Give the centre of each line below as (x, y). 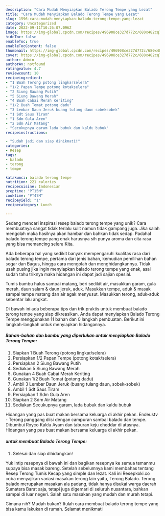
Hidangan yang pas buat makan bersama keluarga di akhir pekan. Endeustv (82, 415)
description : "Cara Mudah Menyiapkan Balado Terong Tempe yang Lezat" (79, 10)
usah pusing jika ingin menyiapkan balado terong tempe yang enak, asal (78, 269)
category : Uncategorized (31, 23)
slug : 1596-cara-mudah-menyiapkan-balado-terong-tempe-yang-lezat (75, 19)
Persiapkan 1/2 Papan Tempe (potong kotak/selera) (64, 358)
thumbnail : (17, 50)
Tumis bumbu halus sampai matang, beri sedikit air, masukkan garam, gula (81, 283)
